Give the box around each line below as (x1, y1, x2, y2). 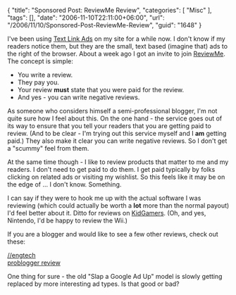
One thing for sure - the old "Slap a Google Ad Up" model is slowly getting (7, 272, 223, 280)
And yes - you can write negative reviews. (17, 93, 140, 101)
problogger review (7, 258, 61, 267)
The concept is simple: (7, 57, 74, 65)
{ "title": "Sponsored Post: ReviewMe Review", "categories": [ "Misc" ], (7, 6, 213, 14)
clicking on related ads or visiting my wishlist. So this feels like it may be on (7, 172, 225, 181)
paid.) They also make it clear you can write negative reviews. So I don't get (7, 137, 228, 145)
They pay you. (17, 78, 60, 87)
